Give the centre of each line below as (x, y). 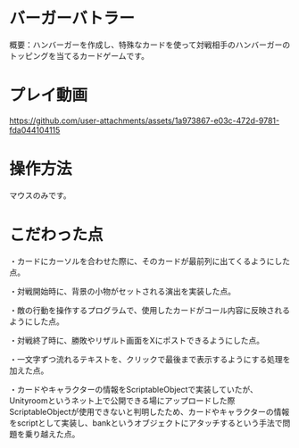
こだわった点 (57, 235)
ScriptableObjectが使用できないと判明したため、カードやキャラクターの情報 (149, 411)
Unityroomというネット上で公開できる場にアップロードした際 (122, 400)
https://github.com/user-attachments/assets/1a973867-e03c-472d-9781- (144, 120)
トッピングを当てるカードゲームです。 (79, 55)
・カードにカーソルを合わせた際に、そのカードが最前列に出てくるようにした (149, 261)
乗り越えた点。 (52, 434)
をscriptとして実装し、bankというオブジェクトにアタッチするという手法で (146, 423)
